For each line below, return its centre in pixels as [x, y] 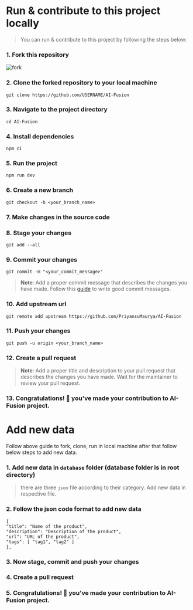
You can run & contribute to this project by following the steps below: [104, 39]
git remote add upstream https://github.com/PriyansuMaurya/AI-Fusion [94, 316]
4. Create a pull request [40, 577]
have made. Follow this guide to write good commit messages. [96, 289]
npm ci [14, 149]
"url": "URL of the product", [43, 537]
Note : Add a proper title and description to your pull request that [98, 371]
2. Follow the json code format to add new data [74, 509]
